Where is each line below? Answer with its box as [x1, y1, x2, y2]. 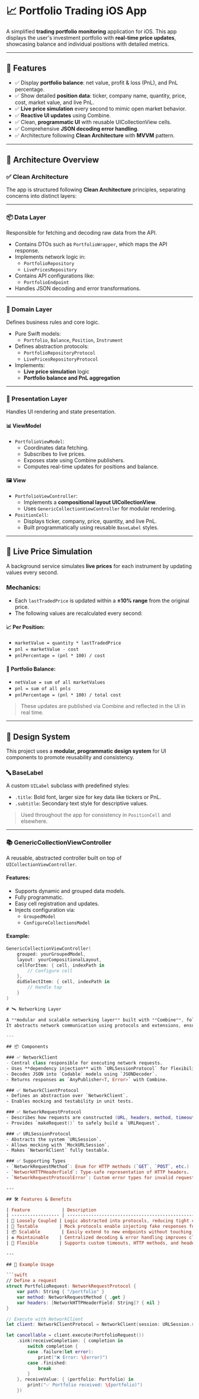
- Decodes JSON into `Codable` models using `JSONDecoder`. [6, 1071, 158, 1077]
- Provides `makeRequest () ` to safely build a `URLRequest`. [6, 1120, 161, 1126]
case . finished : [27, 1360, 68, 1366]
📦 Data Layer [6, 213, 46, 222]
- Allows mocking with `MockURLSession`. [6, 1142, 110, 1148]
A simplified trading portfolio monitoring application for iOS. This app [6, 27, 177, 35]
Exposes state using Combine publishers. [23, 456, 125, 463]
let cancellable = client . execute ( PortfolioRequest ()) [6, 1332, 145, 1338]
